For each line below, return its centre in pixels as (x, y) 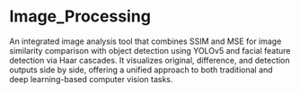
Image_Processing (80, 17)
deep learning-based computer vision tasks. (91, 79)
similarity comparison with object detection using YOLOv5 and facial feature (150, 50)
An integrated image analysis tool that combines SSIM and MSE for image (146, 41)
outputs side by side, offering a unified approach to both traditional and (141, 70)
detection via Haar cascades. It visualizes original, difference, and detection (150, 60)
